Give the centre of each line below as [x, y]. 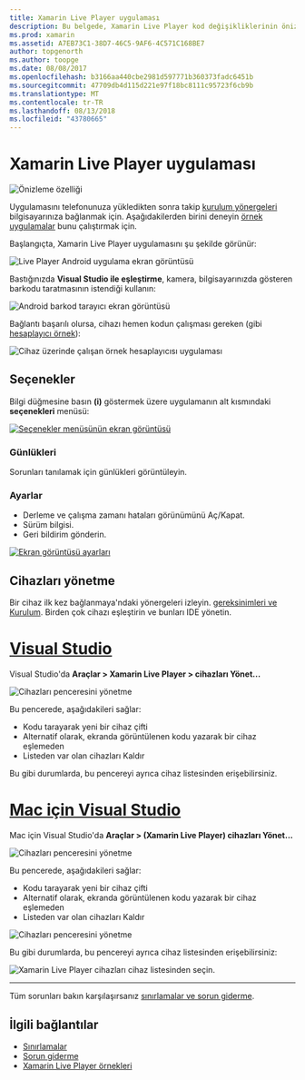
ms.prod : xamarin [42, 35]
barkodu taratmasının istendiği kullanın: [83, 289]
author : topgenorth [46, 52]
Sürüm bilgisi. [48, 525]
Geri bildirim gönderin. [64, 535]
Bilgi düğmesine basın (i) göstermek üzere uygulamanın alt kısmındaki [140, 401]
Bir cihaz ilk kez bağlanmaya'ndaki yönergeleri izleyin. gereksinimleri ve [143, 603]
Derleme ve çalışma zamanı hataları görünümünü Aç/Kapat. [133, 515]
